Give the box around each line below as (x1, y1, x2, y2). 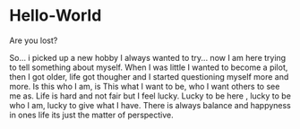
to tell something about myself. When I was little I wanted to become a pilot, (9, 62, 288, 73)
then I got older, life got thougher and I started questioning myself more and (9, 71, 289, 82)
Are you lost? (9, 35, 58, 46)
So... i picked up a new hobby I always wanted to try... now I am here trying (9, 52, 287, 63)
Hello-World (9, 5, 102, 26)
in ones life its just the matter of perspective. (9, 109, 175, 120)
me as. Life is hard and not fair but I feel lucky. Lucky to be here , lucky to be (9, 90, 291, 101)
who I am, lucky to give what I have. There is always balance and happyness (9, 99, 291, 110)
